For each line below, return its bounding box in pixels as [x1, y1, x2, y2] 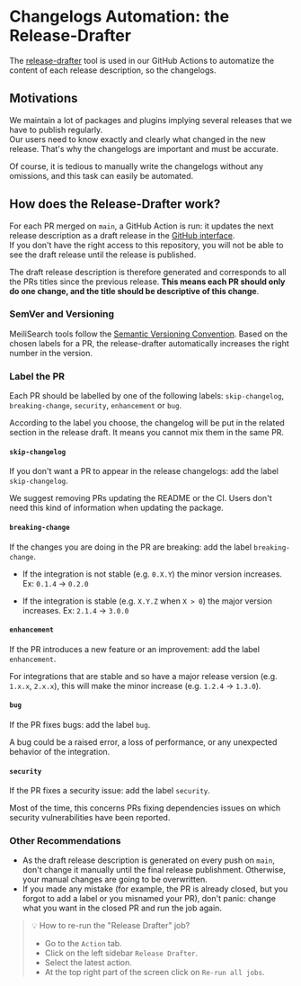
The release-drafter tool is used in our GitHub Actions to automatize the [9, 55, 275, 66]
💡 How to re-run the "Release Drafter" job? [31, 920, 190, 931]
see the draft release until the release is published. [9, 249, 197, 260]
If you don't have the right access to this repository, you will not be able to [9, 239, 284, 250]
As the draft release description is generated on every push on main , [22, 855, 276, 865]
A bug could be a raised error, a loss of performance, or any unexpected [9, 736, 278, 748]
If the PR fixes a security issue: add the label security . [9, 785, 211, 796]
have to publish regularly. [9, 124, 103, 135]
